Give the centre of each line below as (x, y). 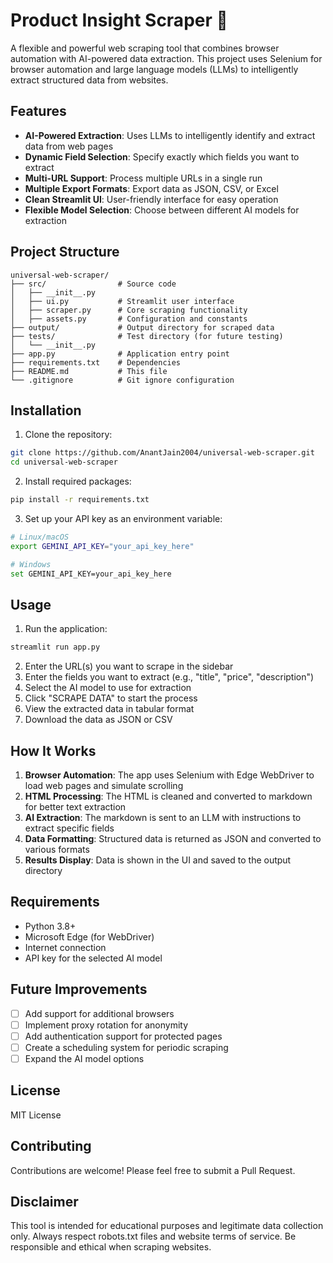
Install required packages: (78, 481)
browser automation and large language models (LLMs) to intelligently (154, 69)
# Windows (31, 564)
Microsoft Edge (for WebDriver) (89, 936)
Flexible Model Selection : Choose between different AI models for (162, 210)
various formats (57, 849)
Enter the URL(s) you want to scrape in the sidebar (129, 666)
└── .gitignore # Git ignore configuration (122, 380)
